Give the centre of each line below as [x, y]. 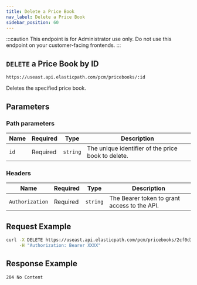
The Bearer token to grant [145, 198]
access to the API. [134, 206]
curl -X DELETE [25, 240]
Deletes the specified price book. [46, 88]
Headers [18, 173]
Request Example [39, 226]
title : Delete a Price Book [40, 11]
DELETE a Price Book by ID [52, 64]
